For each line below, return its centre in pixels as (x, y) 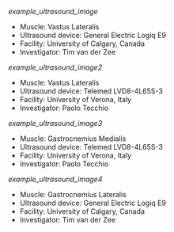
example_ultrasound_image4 (55, 179)
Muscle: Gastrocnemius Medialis (73, 139)
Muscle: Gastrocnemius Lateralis (73, 194)
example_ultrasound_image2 (55, 67)
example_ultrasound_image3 (55, 123)
